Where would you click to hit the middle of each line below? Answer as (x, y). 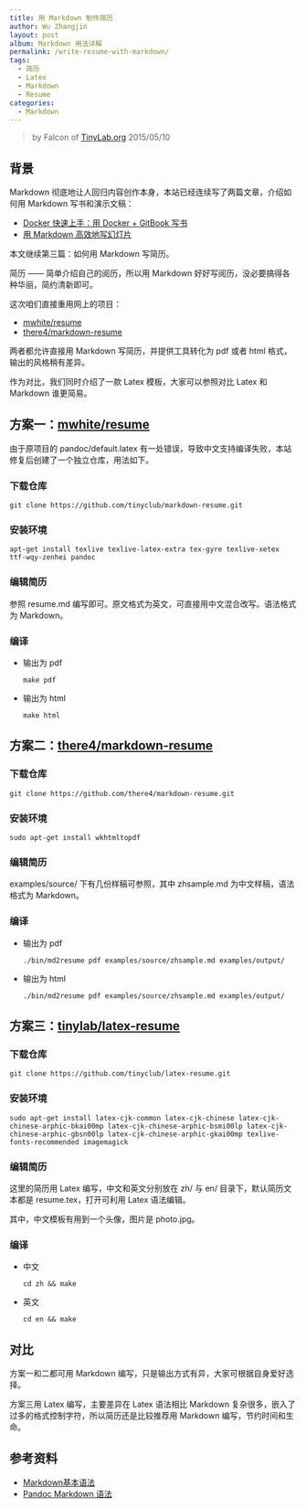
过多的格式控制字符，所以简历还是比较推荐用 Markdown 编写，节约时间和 (148, 1416)
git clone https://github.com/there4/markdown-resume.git (122, 793)
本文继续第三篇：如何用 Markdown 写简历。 (92, 254)
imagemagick (106, 1142)
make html (42, 716)
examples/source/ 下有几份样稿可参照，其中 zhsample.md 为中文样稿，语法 (152, 884)
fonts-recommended (44, 1142)
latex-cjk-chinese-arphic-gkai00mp (175, 1134)
